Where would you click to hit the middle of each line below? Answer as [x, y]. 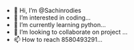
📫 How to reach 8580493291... [58, 40]
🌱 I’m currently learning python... [59, 25]
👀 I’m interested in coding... [52, 18]
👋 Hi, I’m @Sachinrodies [48, 10]
